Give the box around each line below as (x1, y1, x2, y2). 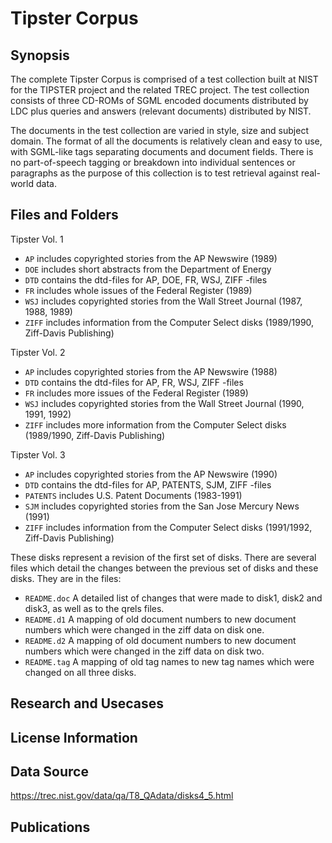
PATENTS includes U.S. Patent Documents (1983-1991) (24, 489, 243, 501)
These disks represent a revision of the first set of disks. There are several (10, 551, 317, 563)
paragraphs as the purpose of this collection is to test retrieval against (10, 167, 299, 179)
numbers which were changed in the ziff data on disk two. (24, 645, 265, 657)
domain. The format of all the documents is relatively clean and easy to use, (10, 135, 323, 147)
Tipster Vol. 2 (10, 346, 66, 358)
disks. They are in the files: (10, 572, 122, 584)
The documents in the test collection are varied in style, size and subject (10, 125, 309, 136)
